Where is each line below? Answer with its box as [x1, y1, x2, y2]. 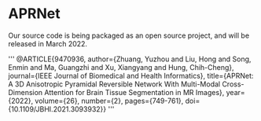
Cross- [222, 79, 245, 89]
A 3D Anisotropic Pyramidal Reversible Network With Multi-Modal [8, 79, 221, 89]
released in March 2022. [8, 38, 88, 48]
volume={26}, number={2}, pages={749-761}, [35, 96, 184, 105]
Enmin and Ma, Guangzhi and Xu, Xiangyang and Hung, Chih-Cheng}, [8, 62, 234, 71]
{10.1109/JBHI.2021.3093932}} [8, 104, 107, 114]
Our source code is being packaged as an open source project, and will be [8, 31, 250, 40]
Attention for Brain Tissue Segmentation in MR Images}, [44, 87, 225, 97]
